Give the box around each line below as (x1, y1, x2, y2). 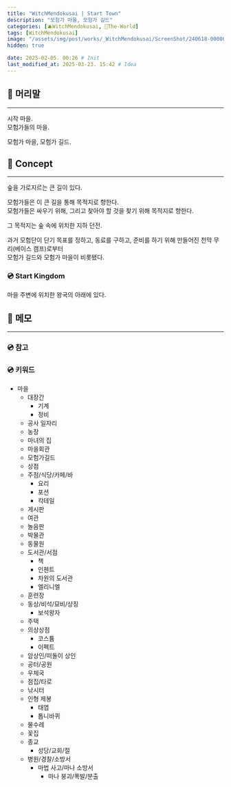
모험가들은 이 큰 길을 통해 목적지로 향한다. (7, 198, 119, 207)
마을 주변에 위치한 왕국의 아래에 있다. (7, 290, 107, 298)
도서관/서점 (27, 548, 58, 556)
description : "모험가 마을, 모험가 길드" (7, 17, 113, 23)
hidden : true (7, 42, 45, 49)
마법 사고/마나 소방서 (37, 763, 94, 772)
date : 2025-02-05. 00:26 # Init (7, 54, 100, 62)
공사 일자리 (27, 418, 57, 427)
